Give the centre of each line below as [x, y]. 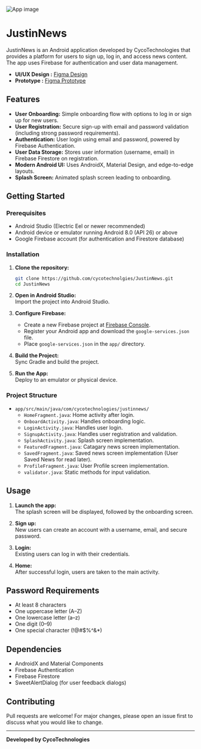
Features [23, 100]
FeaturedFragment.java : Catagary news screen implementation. [102, 446]
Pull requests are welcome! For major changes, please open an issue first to [100, 716]
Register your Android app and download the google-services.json [106, 331]
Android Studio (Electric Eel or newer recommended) [80, 226]
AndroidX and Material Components [59, 663]
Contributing [31, 701]
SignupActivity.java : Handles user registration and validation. [100, 434]
